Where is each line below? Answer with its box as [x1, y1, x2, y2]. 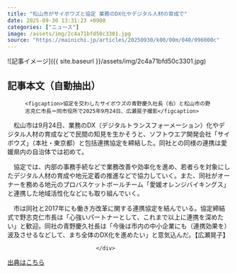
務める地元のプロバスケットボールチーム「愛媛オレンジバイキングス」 [25, 180, 230, 188]
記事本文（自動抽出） [7, 79, 100, 92]
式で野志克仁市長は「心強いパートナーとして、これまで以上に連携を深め [7, 213, 218, 221]
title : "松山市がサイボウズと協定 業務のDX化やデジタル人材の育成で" [7, 10, 187, 18]
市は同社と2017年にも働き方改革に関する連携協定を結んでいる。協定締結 [13, 204, 226, 212]
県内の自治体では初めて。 [13, 147, 88, 156]
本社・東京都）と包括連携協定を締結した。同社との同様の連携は [35, 139, 221, 147]
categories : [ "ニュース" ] [7, 23, 79, 30]
